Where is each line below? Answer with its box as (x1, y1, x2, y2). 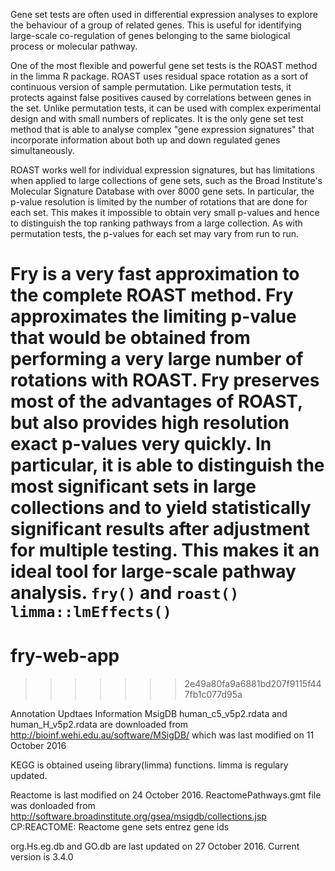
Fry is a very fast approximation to (10, 263, 300, 286)
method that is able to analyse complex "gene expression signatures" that (10, 124, 315, 135)
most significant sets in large (10, 475, 257, 498)
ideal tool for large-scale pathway (10, 560, 297, 583)
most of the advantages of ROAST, (10, 390, 303, 413)
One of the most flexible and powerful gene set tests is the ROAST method (10, 60, 318, 71)
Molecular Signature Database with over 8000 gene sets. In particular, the (10, 185, 315, 197)
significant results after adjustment (10, 518, 310, 541)
